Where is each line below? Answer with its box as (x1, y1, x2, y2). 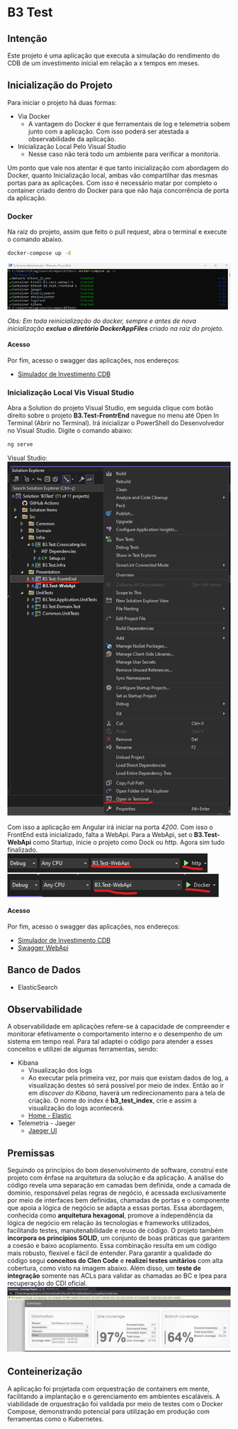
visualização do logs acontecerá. (28, 1104, 125, 1112)
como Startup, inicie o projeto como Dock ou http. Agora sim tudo (33, 838, 225, 846)
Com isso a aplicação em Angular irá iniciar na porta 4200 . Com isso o (7, 823, 214, 831)
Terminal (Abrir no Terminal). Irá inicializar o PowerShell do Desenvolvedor (7, 419, 225, 427)
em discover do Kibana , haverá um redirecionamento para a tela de (28, 1089, 225, 1097)
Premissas (7, 1147, 55, 1159)
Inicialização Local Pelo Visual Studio (17, 142, 126, 150)
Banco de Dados (7, 964, 81, 976)
